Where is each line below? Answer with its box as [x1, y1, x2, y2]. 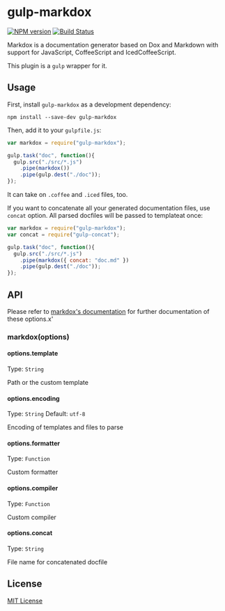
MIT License [7, 596, 43, 605]
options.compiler [7, 484, 59, 493]
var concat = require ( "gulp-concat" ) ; [7, 231, 120, 238]
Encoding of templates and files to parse [7, 423, 124, 431]
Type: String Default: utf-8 [7, 410, 86, 418]
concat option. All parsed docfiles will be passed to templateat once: [7, 212, 203, 219]
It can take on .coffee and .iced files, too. [7, 191, 128, 198]
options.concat [7, 529, 53, 537]
